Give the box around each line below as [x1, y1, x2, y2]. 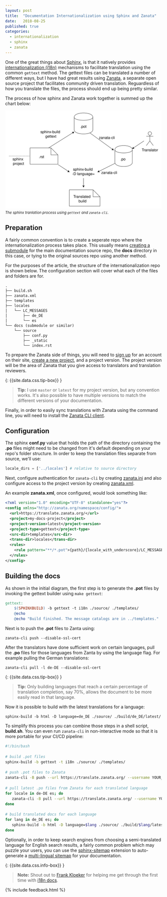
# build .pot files [5, 754, 46, 759]
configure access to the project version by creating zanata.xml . [5, 481, 135, 487]
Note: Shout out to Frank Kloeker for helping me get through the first [17, 872, 158, 878]
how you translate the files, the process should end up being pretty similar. [5, 85, 158, 92]
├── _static [23, 338, 48, 343]
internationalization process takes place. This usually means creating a [5, 242, 150, 248]
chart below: [5, 100, 31, 107]
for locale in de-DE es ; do [5, 791, 64, 796]
